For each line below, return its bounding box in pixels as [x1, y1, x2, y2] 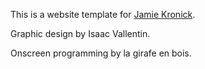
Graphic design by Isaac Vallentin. [10, 28, 151, 39]
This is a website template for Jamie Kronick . [10, 9, 196, 20]
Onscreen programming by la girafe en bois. [10, 47, 192, 59]
